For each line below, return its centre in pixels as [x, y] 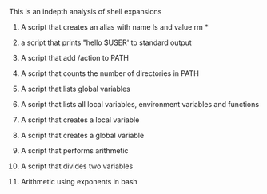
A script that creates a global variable [82, 135]
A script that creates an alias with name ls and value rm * [114, 27]
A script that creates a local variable [80, 120]
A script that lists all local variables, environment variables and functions [139, 104]
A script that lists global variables [75, 89]
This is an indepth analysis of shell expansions [86, 12]
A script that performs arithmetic [74, 150]
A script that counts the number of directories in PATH [110, 73]
